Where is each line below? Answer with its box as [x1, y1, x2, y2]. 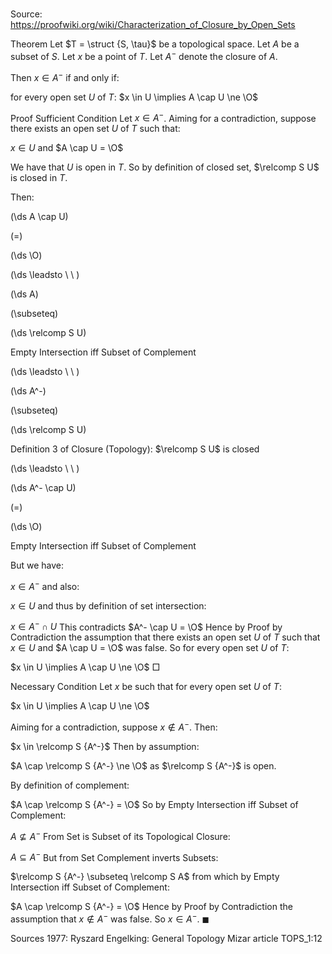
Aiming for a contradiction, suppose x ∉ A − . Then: [10, 719, 218, 733]
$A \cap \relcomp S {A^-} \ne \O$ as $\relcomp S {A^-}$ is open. [10, 760, 277, 772]
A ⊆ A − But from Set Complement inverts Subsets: [10, 849, 219, 863]
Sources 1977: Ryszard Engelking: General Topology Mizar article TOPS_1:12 [10, 933, 323, 945]
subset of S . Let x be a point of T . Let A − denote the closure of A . [10, 49, 278, 62]
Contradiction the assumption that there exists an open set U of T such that [10, 631, 321, 643]
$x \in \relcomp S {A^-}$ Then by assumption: [10, 741, 200, 753]
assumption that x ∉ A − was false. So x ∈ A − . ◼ [10, 911, 210, 925]
